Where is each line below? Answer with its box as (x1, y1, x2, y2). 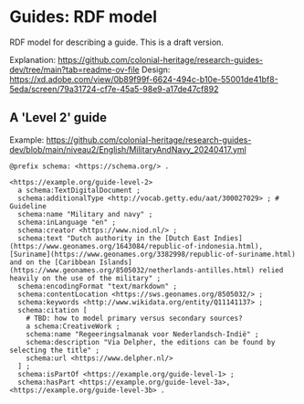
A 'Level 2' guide (9, 110, 108, 125)
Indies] (213, 233, 244, 243)
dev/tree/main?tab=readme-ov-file (9, 64, 140, 75)
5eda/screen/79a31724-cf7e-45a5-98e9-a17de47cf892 (9, 83, 219, 94)
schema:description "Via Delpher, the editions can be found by (26, 337, 276, 346)
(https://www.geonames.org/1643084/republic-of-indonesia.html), (9, 241, 263, 250)
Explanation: (9, 54, 57, 65)
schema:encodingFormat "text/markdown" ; (17, 282, 178, 291)
